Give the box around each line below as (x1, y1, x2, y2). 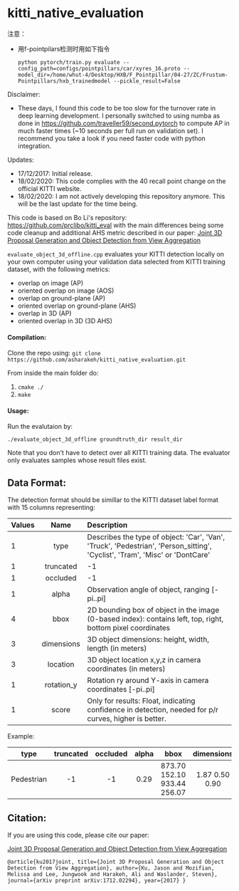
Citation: (7, 812, 47, 824)
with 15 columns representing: (7, 504, 96, 512)
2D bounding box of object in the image (87, 605, 220, 615)
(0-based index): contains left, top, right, (87, 614, 224, 624)
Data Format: (7, 476, 66, 489)
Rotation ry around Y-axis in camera (87, 675, 209, 685)
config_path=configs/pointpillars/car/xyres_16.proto (17, 65, 181, 72)
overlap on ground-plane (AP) (17, 293, 106, 302)
